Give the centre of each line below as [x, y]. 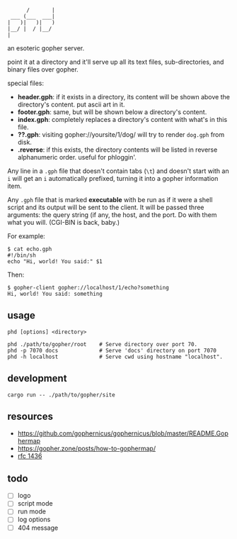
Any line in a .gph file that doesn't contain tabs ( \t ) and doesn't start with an [118, 171]
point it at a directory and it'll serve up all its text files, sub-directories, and [116, 62]
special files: [26, 83]
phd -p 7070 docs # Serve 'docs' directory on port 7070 [112, 350]
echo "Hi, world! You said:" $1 [55, 262]
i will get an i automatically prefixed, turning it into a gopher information [113, 178]
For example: [27, 236]
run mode [31, 511]
